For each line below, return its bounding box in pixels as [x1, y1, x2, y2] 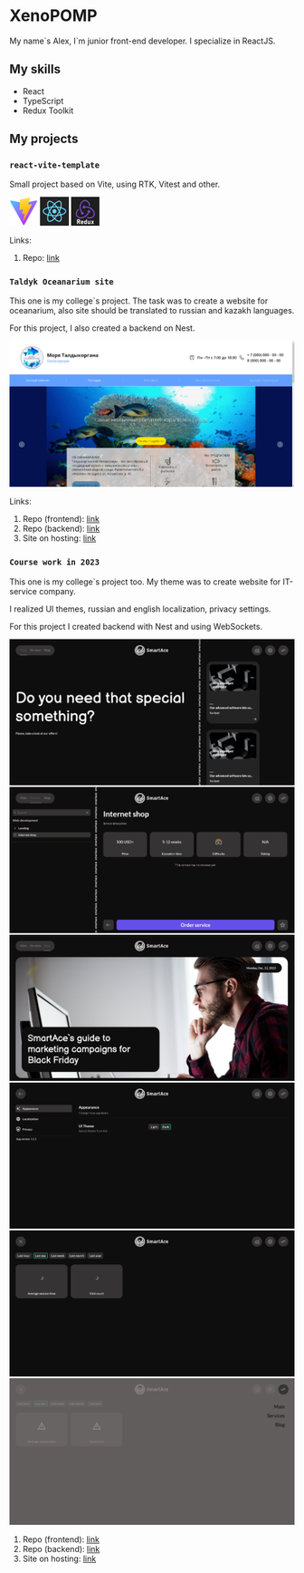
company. [39, 585, 76, 596]
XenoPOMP [9, 5, 98, 26]
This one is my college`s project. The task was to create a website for [9, 295, 269, 306]
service [9, 585, 38, 596]
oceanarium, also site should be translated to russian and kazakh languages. [9, 305, 295, 316]
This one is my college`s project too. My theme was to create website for [9, 576, 281, 587]
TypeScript [22, 95, 64, 106]
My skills [9, 62, 62, 77]
